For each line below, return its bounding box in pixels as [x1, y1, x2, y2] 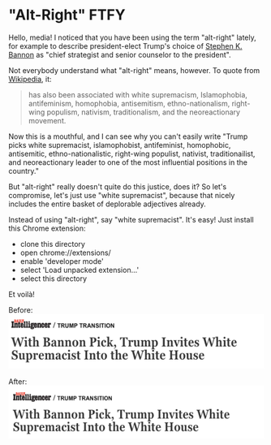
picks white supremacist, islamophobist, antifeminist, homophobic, [8, 140, 231, 149]
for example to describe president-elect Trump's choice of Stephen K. [8, 41, 243, 50]
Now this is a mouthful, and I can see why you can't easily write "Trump [8, 132, 248, 141]
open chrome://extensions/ [19, 248, 111, 257]
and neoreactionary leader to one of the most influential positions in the [8, 157, 247, 167]
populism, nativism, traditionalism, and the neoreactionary [46, 107, 241, 117]
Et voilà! [8, 289, 35, 299]
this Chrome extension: [8, 223, 86, 233]
